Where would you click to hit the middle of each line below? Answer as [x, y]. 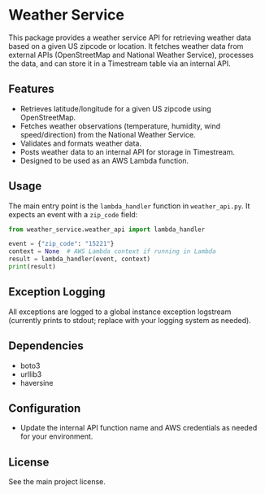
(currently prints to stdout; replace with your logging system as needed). [130, 320]
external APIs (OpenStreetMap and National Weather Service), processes [131, 55]
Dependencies [46, 346]
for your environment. [56, 436]
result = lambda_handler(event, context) [80, 259]
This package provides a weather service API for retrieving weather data [130, 37]
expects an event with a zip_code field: [73, 214]
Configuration [45, 408]
